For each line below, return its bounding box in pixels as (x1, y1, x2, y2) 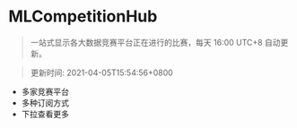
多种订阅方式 (21, 97, 69, 108)
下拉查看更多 (21, 108, 69, 119)
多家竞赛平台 (21, 86, 69, 97)
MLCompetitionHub (8, 6, 158, 27)
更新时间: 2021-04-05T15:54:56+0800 (30, 67, 174, 78)
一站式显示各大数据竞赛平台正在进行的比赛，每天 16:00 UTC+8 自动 (30, 37, 281, 47)
